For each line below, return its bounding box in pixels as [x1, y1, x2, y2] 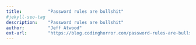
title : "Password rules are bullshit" [6, 8, 124, 15]
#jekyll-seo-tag [6, 14, 45, 20]
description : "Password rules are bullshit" [6, 19, 124, 25]
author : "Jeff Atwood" [6, 25, 82, 31]
